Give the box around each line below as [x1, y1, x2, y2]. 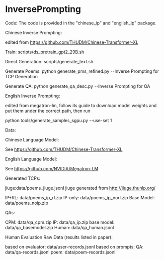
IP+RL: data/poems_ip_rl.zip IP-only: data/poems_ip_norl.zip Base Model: [5, 194, 155, 200]
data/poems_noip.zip [5, 200, 48, 206]
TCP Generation [5, 73, 38, 79]
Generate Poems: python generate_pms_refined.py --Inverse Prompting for [5, 68, 160, 74]
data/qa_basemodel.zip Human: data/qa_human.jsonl [5, 224, 114, 230]
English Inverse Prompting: [5, 93, 61, 99]
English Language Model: [5, 156, 57, 162]
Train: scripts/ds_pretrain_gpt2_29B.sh [5, 49, 84, 55]
